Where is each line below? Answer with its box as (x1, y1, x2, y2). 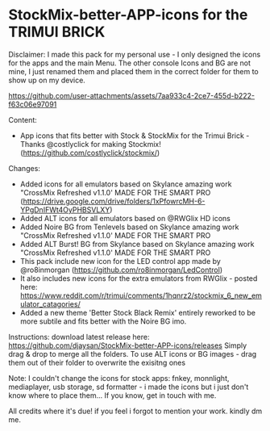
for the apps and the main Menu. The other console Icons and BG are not (8, 58, 251, 68)
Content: (8, 115, 38, 124)
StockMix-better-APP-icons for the (8, 6, 248, 24)
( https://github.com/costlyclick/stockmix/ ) (19, 148, 160, 157)
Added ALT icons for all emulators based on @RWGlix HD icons (19, 213, 231, 223)
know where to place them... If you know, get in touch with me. (8, 390, 217, 400)
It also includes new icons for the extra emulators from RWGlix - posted (19, 273, 258, 283)
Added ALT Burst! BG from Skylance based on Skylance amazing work (19, 239, 255, 249)
